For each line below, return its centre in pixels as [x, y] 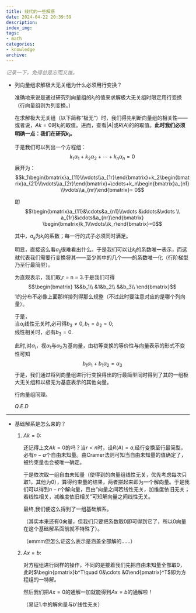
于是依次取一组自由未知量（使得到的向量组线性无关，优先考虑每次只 [105, 474]
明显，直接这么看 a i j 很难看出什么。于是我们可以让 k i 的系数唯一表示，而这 [101, 250]
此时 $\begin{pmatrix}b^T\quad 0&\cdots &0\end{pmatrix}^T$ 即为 [102, 572]
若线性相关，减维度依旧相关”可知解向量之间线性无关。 [88, 496]
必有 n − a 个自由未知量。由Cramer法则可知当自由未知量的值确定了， [105, 454]
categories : [20, 44]
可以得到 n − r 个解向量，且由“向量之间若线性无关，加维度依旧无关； [109, 489]
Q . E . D [22, 406]
